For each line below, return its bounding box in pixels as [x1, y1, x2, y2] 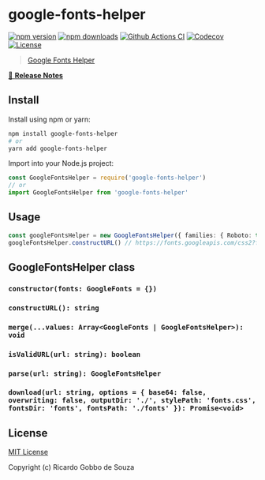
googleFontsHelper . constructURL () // [8, 238, 132, 246]
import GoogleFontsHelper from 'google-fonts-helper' [8, 189, 189, 197]
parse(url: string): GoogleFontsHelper [8, 369, 162, 378]
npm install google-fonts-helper [8, 129, 118, 137]
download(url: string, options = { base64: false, [8, 388, 207, 397]
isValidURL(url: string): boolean [8, 350, 140, 358]
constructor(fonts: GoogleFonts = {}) [8, 284, 158, 293]
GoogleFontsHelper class [8, 261, 136, 274]
